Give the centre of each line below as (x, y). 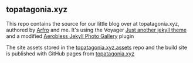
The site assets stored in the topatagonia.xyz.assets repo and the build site (97, 47)
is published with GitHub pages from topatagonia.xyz (70, 53)
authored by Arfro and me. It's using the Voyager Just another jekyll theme (96, 30)
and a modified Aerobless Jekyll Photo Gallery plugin (70, 36)
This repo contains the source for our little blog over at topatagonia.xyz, (93, 23)
